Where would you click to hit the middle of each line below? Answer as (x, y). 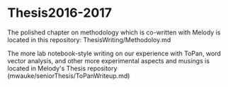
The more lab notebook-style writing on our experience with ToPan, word (114, 53)
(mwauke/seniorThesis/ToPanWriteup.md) (69, 76)
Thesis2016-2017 (59, 13)
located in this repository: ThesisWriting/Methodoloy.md (89, 39)
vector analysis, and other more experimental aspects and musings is (109, 60)
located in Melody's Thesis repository (62, 68)
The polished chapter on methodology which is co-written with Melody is (114, 32)
